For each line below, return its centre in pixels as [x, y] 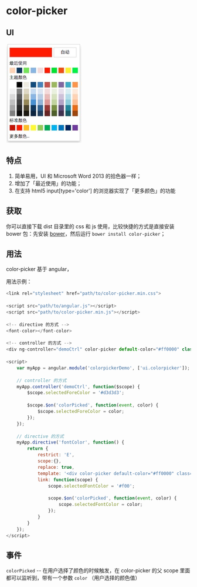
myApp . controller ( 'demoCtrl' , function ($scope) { [79, 386]
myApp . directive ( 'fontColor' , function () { [71, 442]
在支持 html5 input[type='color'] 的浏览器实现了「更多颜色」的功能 [95, 191]
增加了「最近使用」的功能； [48, 183]
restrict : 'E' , [56, 455]
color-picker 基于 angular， [39, 269]
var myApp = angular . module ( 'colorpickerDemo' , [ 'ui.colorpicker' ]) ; [103, 368]
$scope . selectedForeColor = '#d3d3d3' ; [76, 393]
